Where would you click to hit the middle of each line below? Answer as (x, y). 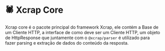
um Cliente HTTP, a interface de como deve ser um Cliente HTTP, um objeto (83, 32)
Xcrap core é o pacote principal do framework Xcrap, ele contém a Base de (82, 27)
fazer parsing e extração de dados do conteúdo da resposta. (67, 43)
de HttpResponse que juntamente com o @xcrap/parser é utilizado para (78, 38)
